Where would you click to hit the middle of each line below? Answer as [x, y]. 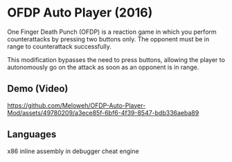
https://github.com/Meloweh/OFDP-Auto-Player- [77, 105]
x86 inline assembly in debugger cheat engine [73, 151]
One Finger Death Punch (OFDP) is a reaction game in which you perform [112, 32]
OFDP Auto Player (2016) [80, 13]
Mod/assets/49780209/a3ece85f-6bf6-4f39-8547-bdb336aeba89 [103, 112]
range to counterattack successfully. [60, 46]
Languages [32, 135]
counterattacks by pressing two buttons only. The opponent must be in [108, 39]
